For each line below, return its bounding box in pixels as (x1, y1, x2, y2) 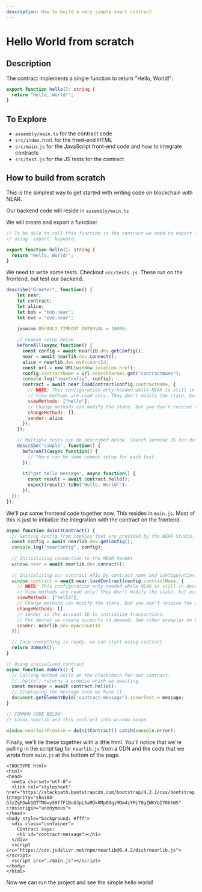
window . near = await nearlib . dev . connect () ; (11, 561, 125, 567)
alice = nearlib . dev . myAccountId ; (22, 359, 109, 365)
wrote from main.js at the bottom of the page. (6, 751, 120, 758)
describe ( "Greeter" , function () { (6, 287, 93, 293)
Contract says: (17, 826, 55, 832)
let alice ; (17, 303, 44, 310)
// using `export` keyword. (6, 236, 77, 242)
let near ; (17, 292, 42, 298)
